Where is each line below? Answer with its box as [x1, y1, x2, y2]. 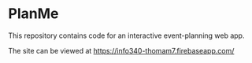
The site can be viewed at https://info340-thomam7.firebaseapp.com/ [8, 46, 235, 55]
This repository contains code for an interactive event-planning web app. [8, 31, 245, 40]
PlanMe [8, 5, 59, 23]
